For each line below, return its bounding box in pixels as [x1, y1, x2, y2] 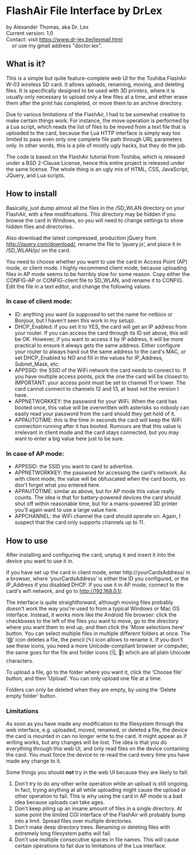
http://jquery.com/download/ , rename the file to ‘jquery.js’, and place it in [6, 240, 181, 247]
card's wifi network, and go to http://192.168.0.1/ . [6, 587, 123, 594]
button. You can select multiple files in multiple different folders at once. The [6, 630, 190, 637]
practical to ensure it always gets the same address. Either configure [14, 342, 180, 349]
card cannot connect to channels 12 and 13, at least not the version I [14, 385, 179, 392]
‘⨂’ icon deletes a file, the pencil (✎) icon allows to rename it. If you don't [6, 636, 183, 643]
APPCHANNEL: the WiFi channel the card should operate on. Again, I [14, 513, 181, 520]
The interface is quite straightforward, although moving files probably [6, 598, 174, 606]
